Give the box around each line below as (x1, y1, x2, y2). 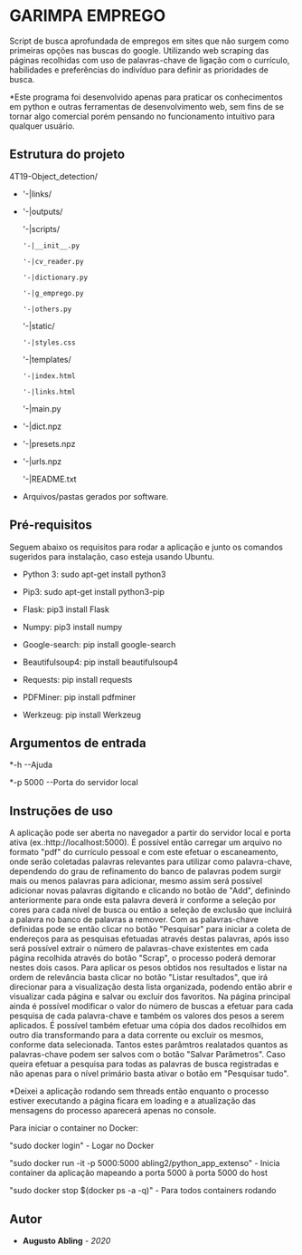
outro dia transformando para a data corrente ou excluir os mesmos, (9, 1030, 264, 1041)
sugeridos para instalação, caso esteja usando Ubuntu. (9, 550, 215, 562)
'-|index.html (22, 371, 76, 381)
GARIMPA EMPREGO (9, 5, 165, 26)
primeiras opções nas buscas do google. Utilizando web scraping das (9, 44, 269, 55)
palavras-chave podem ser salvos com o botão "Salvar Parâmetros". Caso (9, 1049, 287, 1060)
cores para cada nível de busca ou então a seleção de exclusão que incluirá (9, 904, 292, 916)
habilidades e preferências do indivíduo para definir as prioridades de (9, 64, 269, 75)
